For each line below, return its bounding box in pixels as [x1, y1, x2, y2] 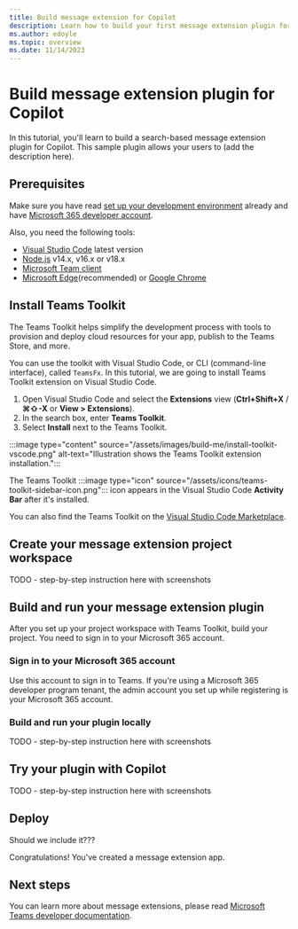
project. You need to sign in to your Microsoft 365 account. [9, 633, 224, 644]
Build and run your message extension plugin [9, 599, 264, 614]
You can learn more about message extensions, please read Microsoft [9, 901, 265, 911]
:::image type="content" [9, 439, 98, 449]
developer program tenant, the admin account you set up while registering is [9, 684, 289, 695]
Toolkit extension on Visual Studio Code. [9, 376, 157, 386]
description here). [9, 152, 74, 162]
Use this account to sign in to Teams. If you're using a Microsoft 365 [9, 675, 259, 685]
